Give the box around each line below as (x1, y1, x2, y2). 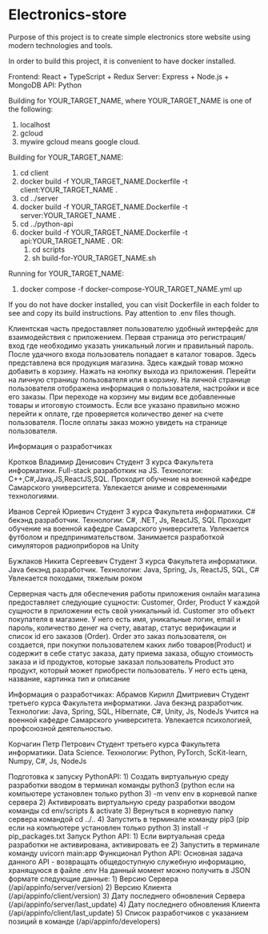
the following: (8, 104, 54, 114)
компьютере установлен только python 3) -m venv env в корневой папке (8, 788, 258, 799)
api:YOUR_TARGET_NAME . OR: (19, 236, 124, 245)
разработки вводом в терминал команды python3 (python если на (8, 780, 235, 790)
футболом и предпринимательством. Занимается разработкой (8, 532, 225, 542)
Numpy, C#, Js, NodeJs (8, 756, 87, 766)
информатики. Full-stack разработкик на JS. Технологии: (8, 465, 203, 475)
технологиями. (8, 491, 59, 500)
